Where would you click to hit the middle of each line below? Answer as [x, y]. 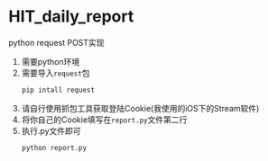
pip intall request [58, 90]
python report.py [54, 148]
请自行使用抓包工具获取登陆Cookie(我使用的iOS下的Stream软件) [140, 108]
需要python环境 [51, 61]
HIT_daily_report [71, 17]
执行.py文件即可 [51, 130]
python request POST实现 [56, 42]
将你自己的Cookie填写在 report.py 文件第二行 [104, 120]
